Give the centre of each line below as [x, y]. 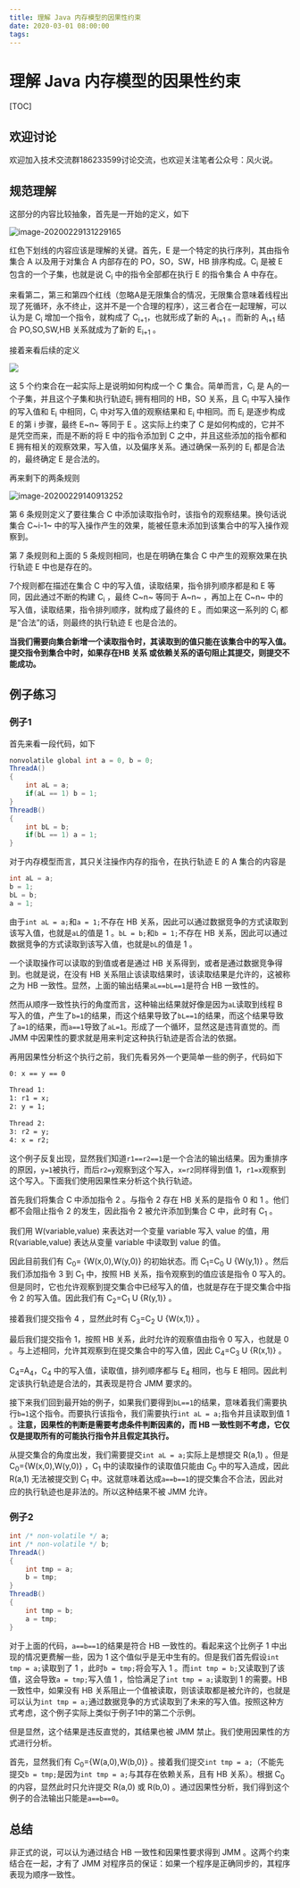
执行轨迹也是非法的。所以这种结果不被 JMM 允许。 [118, 1491]
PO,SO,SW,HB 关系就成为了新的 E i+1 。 [90, 331]
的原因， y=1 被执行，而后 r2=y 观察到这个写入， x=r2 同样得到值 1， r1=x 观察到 [148, 1169]
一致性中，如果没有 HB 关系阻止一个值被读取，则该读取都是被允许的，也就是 [150, 1690]
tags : [19, 34]
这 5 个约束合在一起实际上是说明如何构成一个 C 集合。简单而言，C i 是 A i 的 [146, 387]
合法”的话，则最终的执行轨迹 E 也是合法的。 [101, 622]
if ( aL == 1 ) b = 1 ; [62, 794]
